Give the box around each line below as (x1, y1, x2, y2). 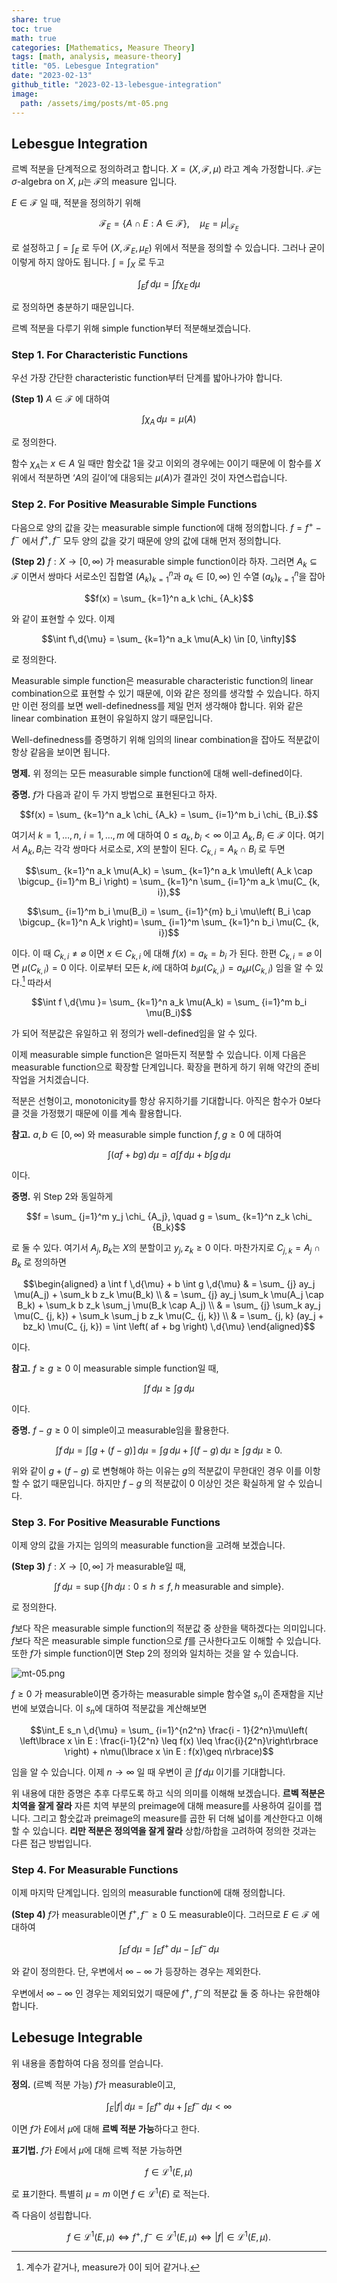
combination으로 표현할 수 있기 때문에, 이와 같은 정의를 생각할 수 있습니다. (11, 687, 302, 699)
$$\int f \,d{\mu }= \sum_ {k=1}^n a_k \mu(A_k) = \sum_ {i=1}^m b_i (30, 996, 308, 1008)
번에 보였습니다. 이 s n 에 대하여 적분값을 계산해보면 (11, 1702, 208, 1716)
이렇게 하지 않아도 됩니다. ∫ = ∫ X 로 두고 (11, 256, 165, 271)
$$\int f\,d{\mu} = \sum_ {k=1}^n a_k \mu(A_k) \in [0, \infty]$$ (41, 632, 297, 645)
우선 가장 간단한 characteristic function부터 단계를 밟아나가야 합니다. (11, 372, 283, 384)
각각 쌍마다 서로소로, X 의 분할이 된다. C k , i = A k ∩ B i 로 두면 (54, 843, 286, 858)
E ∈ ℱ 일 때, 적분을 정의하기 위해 (11, 197, 141, 209)
